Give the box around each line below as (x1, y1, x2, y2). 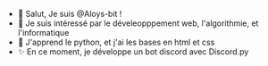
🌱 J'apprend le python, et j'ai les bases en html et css (17, 37, 215, 47)
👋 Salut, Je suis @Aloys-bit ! (17, 9, 122, 19)
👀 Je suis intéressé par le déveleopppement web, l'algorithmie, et (17, 18, 259, 29)
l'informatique (17, 28, 70, 37)
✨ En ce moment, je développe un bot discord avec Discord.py (17, 46, 249, 57)
